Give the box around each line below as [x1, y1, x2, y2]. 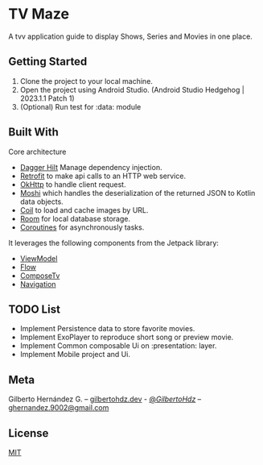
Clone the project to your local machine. [19, 76, 153, 85]
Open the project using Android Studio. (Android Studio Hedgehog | [19, 85, 245, 94]
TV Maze [8, 5, 70, 23]
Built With [8, 126, 59, 139]
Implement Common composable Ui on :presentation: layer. [19, 341, 217, 351]
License [8, 426, 49, 440]
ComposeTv [19, 271, 60, 280]
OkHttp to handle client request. [19, 179, 126, 189]
